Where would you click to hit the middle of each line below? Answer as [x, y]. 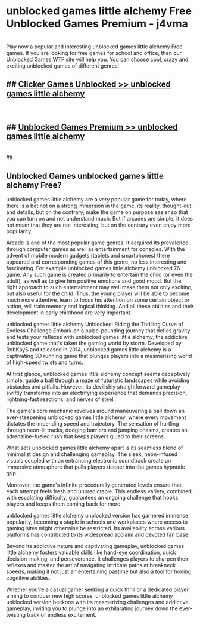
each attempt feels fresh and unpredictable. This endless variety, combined [99, 491]
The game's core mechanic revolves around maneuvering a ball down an [95, 411]
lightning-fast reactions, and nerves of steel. [60, 399]
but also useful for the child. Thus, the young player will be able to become [98, 293]
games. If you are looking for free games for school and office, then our [94, 53]
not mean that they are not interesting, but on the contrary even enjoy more [99, 225]
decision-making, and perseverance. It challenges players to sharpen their [97, 559]
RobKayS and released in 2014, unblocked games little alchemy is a [89, 350]
